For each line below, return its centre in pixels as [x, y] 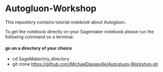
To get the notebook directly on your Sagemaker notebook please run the [80, 31]
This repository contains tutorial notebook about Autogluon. [66, 22]
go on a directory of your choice [39, 48]
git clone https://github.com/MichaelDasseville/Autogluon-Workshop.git [85, 64]
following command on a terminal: [40, 37]
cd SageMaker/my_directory [41, 59]
